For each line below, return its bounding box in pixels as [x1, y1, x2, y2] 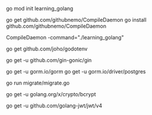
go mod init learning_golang [6, 5, 73, 12]
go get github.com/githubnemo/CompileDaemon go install [6, 16, 147, 23]
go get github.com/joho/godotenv [6, 45, 88, 52]
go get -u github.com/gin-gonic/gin [6, 57, 92, 63]
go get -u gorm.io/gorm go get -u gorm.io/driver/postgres [6, 68, 146, 75]
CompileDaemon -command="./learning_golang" [6, 34, 124, 40]
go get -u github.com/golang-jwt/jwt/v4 [6, 102, 103, 109]
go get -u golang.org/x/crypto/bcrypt [6, 91, 96, 97]
